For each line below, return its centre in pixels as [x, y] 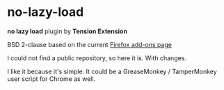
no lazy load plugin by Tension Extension [67, 31]
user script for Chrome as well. [51, 79]
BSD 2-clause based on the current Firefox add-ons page [90, 44]
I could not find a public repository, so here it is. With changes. [97, 58]
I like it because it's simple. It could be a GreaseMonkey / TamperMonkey [112, 71]
